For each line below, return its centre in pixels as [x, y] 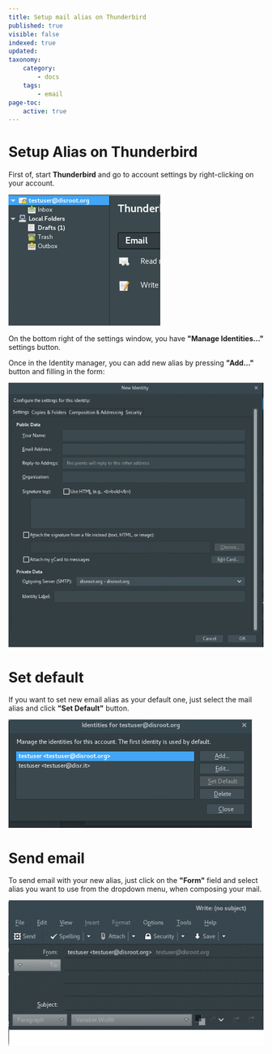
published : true [36, 26]
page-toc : [25, 102]
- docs [49, 77]
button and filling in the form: [57, 372]
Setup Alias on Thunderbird [103, 152]
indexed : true [32, 43]
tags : [32, 85]
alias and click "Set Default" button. [69, 708]
